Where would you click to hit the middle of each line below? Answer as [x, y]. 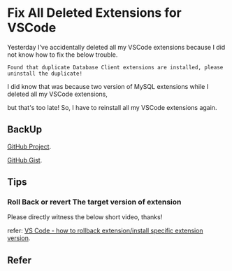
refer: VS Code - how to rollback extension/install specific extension [106, 231]
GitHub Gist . [25, 160]
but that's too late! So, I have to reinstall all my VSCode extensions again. [112, 107]
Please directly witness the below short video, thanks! [85, 217]
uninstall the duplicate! [45, 74]
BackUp [25, 130]
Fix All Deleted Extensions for [94, 13]
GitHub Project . [29, 146]
